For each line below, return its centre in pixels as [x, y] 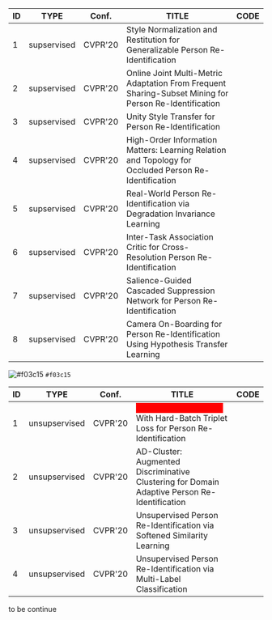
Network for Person [164, 301]
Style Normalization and [172, 30]
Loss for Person [166, 428]
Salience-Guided [159, 280]
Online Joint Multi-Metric [174, 73]
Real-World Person [163, 193]
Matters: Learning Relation [176, 150]
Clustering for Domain [178, 482]
